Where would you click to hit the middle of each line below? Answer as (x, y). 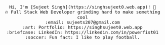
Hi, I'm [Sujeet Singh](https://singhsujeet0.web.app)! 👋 (82, 7)
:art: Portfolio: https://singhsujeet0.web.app (82, 27)
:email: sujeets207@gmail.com (82, 22)
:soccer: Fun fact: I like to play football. (82, 37)
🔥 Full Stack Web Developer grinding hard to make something (82, 12)
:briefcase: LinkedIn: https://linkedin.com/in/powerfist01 (82, 32)
